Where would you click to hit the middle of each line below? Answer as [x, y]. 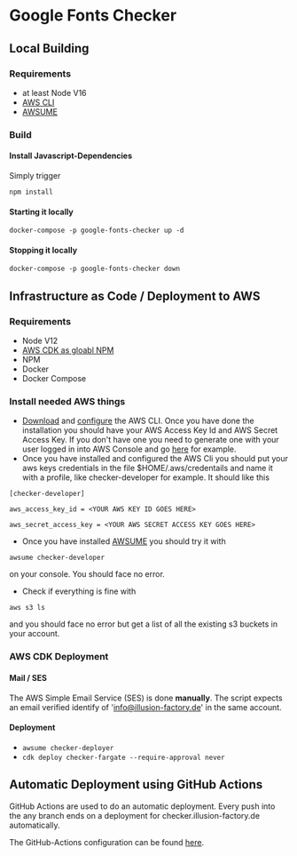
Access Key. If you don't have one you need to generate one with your [150, 440]
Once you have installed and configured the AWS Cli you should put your [155, 459]
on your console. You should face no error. [87, 574]
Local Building [49, 48]
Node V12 [40, 341]
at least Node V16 [54, 92]
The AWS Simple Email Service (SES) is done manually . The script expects [146, 698]
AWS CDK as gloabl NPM [68, 350]
